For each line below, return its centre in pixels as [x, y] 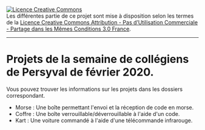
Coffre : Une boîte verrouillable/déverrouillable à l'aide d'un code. [97, 114]
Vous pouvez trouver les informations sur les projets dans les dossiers [95, 89]
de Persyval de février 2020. [80, 72]
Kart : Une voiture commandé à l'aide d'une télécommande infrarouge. [104, 120]
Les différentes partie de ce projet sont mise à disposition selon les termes [100, 16]
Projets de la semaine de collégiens [98, 60]
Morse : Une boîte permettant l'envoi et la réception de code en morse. [104, 107]
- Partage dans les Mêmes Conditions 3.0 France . [69, 29]
